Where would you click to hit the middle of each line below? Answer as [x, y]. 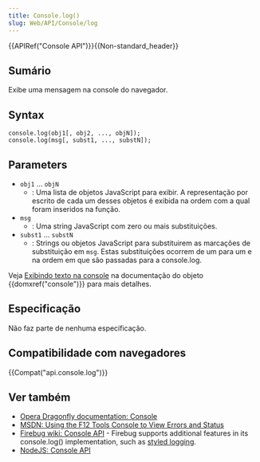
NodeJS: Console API [55, 450]
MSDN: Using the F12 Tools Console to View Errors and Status [122, 425]
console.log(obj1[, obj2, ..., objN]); [75, 133]
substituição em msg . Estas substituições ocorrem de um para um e [142, 251]
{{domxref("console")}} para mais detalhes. [80, 284]
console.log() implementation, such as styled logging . [108, 442]
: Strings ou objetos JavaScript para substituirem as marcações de [141, 243]
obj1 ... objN [39, 183]
